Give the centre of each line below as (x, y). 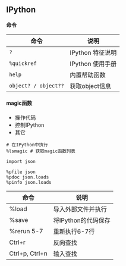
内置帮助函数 (88, 75)
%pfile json (21, 172)
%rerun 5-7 (26, 231)
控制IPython (29, 125)
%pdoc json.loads (28, 177)
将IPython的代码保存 (82, 221)
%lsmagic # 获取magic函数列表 (41, 151)
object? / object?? (37, 85)
